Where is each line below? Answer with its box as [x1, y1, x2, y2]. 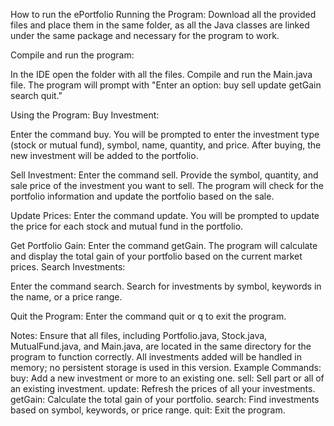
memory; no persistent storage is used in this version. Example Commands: [10, 362, 322, 373]
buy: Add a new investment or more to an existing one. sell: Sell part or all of [10, 372, 325, 384]
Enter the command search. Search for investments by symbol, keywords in [10, 280, 322, 292]
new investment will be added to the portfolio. [10, 150, 199, 161]
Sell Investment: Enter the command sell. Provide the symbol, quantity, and [10, 169, 319, 181]
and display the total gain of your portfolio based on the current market [10, 250, 303, 262]
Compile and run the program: [10, 49, 135, 61]
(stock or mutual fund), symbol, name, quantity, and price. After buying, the [10, 139, 322, 151]
